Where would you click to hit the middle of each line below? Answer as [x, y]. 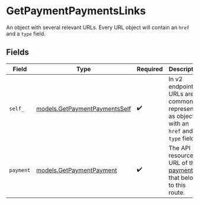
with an [179, 123]
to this [177, 185]
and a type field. [26, 33]
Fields [18, 52]
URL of [178, 162]
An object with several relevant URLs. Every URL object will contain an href [98, 27]
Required [150, 69]
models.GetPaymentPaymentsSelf [84, 109]
